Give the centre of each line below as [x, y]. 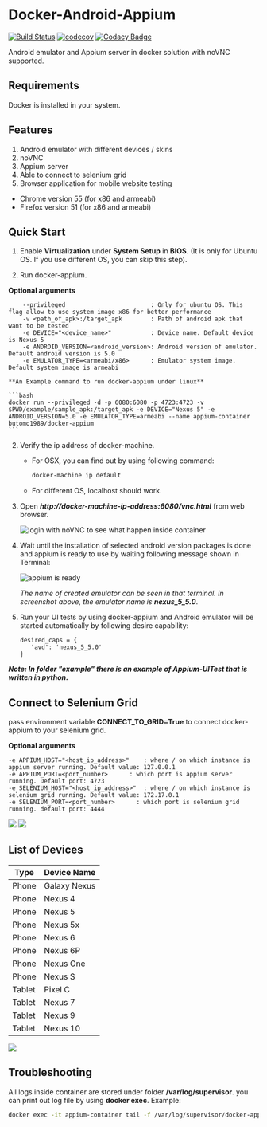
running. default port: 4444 [56, 809]
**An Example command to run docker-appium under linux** [106, 382]
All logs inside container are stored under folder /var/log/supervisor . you [128, 1092]
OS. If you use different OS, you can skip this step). [103, 260]
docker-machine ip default [76, 476]
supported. [26, 61]
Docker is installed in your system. [64, 104]
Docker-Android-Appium [92, 15]
